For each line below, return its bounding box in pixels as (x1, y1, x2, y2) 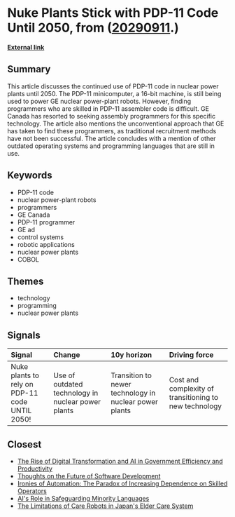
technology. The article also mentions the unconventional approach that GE (7, 119, 225, 128)
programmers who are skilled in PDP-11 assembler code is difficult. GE (7, 104, 210, 113)
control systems (17, 233, 64, 241)
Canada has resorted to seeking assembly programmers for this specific (7, 112, 215, 120)
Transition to (111, 370, 152, 380)
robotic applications (17, 240, 75, 248)
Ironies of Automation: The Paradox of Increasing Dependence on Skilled (17, 479, 228, 488)
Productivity (17, 464, 52, 473)
